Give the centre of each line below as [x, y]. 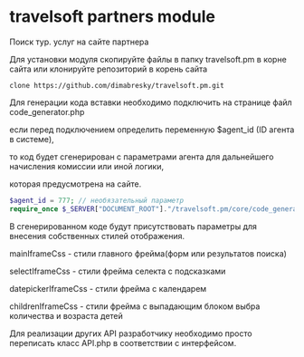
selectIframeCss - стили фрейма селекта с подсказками [118, 271]
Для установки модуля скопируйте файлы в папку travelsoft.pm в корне [148, 59]
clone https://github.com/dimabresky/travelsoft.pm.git [117, 85]
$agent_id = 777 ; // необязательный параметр [96, 200]
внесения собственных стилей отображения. [97, 236]
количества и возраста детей [66, 315]
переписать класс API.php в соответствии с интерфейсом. [123, 343]
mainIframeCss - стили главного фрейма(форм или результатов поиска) [148, 253]
